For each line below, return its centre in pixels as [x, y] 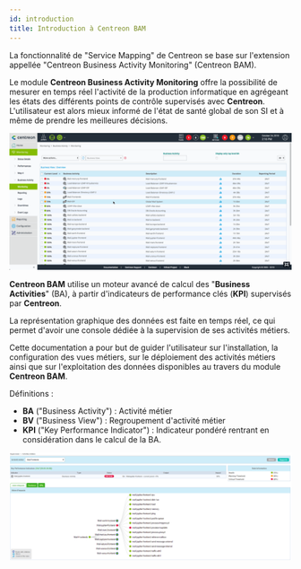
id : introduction [42, 19]
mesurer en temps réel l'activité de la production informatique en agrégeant [149, 92]
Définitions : [31, 393]
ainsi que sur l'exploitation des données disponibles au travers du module [145, 366]
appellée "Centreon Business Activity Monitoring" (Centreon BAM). [133, 65]
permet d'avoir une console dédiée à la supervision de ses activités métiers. [150, 330]
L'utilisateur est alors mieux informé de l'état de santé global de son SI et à [147, 110]
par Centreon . [36, 303]
